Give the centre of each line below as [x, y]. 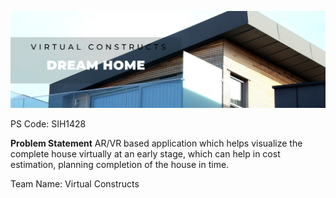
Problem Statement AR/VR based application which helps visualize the [156, 143]
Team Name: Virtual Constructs [75, 184]
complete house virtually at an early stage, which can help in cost [145, 154]
